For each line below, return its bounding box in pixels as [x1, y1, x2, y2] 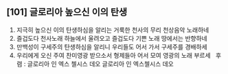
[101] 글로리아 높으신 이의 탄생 [6, 6, 128, 18]
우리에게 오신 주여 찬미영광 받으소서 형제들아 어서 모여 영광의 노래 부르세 [16, 51, 211, 59]
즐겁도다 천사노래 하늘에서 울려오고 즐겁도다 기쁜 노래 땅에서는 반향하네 [16, 34, 207, 42]
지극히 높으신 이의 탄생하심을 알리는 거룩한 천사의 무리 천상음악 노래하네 [16, 26, 209, 34]
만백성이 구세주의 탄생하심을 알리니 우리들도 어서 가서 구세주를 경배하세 [16, 43, 207, 51]
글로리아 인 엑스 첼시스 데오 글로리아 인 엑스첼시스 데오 [27, 60, 174, 68]
